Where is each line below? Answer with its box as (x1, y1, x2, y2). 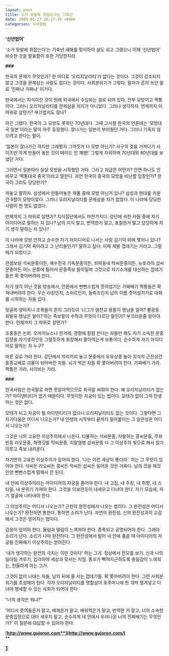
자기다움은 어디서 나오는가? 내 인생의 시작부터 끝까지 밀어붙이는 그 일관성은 (5, 416, 153, 422)
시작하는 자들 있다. (10, 296, 47, 302)
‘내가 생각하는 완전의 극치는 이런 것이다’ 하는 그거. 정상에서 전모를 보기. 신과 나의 (5, 550, 163, 556)
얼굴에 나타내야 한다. (10, 493, 51, 499)
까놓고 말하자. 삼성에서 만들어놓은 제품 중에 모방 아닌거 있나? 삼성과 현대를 (5, 190, 151, 196)
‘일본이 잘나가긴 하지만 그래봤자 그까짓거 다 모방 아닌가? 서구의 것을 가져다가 (5, 143, 155, 149)
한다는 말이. (18, 133, 42, 139)
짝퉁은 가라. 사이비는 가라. (5, 366, 57, 372)
